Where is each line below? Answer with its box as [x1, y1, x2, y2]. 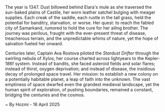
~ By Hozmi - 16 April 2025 [5, 102, 60, 107]
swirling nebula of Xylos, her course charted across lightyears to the [5, 56, 144, 61]
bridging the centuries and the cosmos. [5, 92, 85, 98]
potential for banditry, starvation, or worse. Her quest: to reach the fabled [5, 20, 154, 26]
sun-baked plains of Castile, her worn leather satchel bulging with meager [5, 9, 156, 15]
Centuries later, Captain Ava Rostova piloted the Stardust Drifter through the [5, 50, 159, 56]
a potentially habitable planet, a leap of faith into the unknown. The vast [5, 76, 150, 82]
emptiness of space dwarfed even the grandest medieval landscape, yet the [5, 82, 160, 87]
